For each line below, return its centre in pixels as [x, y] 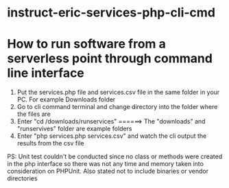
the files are [34, 114]
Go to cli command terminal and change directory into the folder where [117, 107]
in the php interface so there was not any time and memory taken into [106, 164]
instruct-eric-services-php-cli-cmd [111, 13]
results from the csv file [50, 143]
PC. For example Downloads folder [66, 99]
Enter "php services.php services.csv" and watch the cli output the [112, 136]
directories [22, 178]
